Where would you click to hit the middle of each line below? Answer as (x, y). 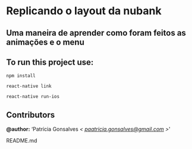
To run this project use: (50, 62)
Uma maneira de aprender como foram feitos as (96, 33)
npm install (21, 76)
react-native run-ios (33, 97)
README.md (22, 141)
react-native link (29, 86)
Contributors (31, 115)
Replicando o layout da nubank (84, 11)
